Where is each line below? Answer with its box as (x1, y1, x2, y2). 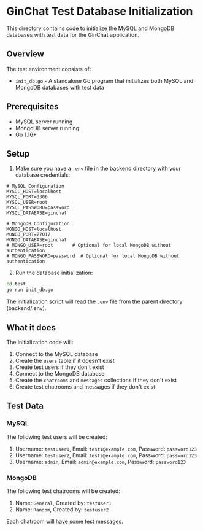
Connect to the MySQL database (15, 350, 98, 357)
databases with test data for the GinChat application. (6, 31, 140, 38)
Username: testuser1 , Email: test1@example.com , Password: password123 (15, 445, 197, 452)
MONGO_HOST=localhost (6, 226, 62, 233)
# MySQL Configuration (6, 183, 64, 190)
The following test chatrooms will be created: (6, 487, 121, 495)
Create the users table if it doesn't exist (15, 357, 115, 364)
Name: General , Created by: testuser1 (15, 499, 112, 506)
